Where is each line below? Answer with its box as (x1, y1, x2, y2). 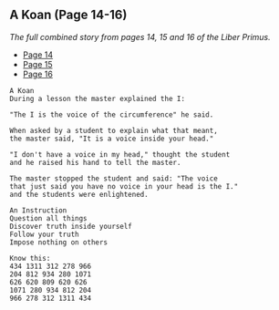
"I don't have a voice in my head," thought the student (9, 150, 231, 159)
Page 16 (22, 68, 53, 79)
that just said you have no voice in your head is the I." (9, 181, 239, 191)
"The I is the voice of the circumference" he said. (9, 109, 214, 119)
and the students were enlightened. (9, 190, 149, 199)
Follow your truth (9, 230, 79, 239)
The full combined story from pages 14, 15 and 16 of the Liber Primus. (9, 31, 271, 42)
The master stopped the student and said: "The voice (9, 173, 219, 183)
